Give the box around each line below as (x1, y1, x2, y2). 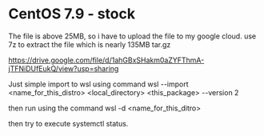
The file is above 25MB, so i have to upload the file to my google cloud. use (8, 31, 257, 41)
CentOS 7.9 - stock (8, 5, 136, 23)
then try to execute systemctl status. (8, 118, 129, 128)
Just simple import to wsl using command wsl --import (8, 79, 190, 89)
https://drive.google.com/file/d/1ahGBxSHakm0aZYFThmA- (8, 55, 205, 65)
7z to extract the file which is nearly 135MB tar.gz (8, 39, 171, 49)
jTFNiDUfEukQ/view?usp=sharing (8, 63, 119, 73)
